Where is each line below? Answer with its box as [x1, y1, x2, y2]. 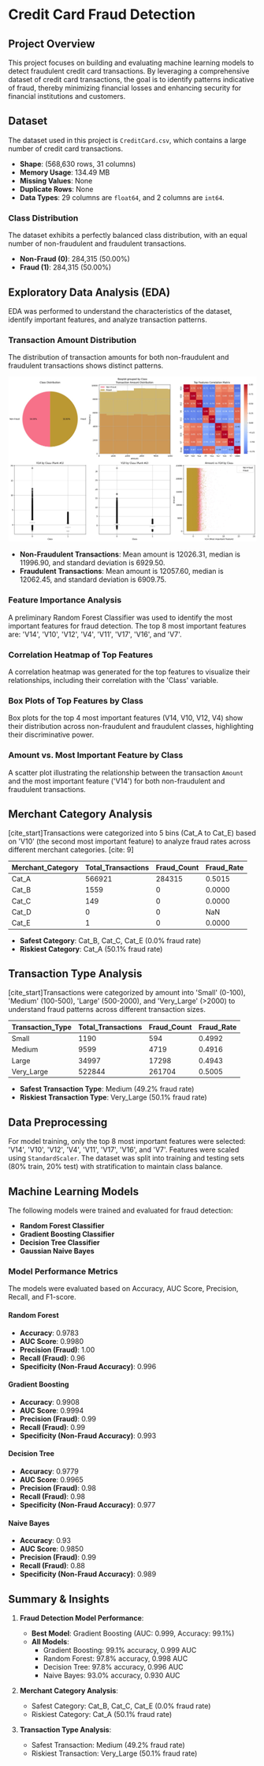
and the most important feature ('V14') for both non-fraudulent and [8, 776, 225, 786]
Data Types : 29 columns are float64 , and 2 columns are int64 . [19, 192, 225, 202]
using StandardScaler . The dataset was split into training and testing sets [8, 1153, 245, 1163]
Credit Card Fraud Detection [8, 6, 195, 24]
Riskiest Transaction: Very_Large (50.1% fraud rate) [31, 1749, 198, 1758]
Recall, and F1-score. [8, 1292, 76, 1302]
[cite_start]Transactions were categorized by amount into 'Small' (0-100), [8, 988, 246, 998]
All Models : [31, 1637, 69, 1647]
